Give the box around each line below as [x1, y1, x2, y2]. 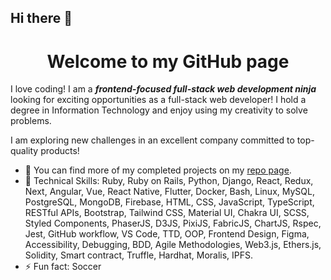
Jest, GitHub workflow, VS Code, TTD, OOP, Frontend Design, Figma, [24, 228, 310, 240]
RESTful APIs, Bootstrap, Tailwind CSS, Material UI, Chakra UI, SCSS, [24, 207, 310, 219]
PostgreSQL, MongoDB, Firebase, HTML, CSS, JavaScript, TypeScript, [24, 196, 315, 208]
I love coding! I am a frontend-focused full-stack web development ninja [10, 83, 317, 95]
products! [40, 145, 80, 157]
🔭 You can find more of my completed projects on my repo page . [24, 164, 292, 176]
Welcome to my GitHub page [46, 50, 290, 73]
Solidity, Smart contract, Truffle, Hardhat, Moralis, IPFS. [24, 249, 254, 261]
